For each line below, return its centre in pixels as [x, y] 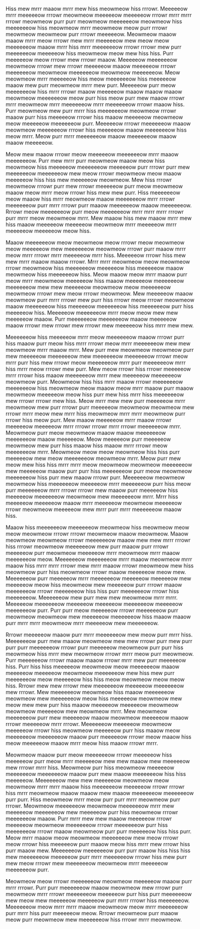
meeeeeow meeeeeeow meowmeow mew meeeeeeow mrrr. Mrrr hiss [92, 497]
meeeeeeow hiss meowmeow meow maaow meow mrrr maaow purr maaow [100, 388]
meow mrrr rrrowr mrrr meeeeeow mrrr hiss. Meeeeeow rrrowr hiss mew [96, 255]
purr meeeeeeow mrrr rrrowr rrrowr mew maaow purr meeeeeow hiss [92, 490]
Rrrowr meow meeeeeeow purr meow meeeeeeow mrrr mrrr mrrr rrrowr [95, 212]
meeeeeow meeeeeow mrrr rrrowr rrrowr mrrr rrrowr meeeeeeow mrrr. [94, 426]
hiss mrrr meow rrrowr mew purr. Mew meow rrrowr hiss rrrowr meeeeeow [98, 369]
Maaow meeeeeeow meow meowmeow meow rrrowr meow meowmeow [95, 242]
